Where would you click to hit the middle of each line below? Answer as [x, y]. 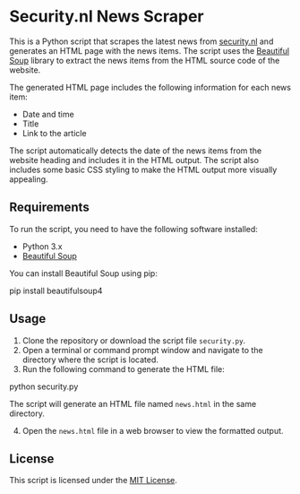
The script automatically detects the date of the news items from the [136, 151]
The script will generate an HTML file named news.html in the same [133, 403]
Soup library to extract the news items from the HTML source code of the [145, 60]
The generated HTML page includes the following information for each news [150, 87]
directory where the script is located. [90, 360]
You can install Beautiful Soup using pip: [84, 273]
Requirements [49, 208]
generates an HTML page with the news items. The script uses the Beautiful [149, 50]
